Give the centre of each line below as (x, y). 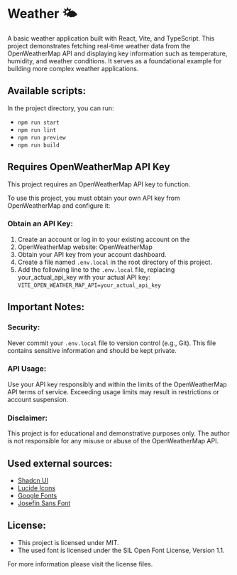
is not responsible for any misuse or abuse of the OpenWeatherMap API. (113, 441)
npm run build (38, 145)
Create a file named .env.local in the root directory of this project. (115, 262)
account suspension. (38, 399)
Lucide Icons (36, 487)
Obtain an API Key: (40, 223)
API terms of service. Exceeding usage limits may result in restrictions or (114, 391)
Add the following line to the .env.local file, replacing (96, 269)
